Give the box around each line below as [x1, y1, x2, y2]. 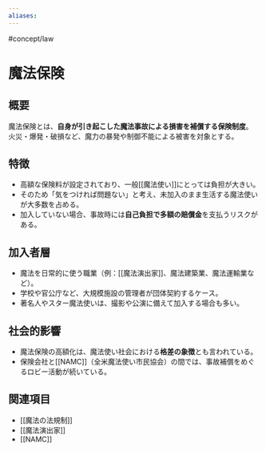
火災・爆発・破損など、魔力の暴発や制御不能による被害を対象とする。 [8, 131, 239, 141]
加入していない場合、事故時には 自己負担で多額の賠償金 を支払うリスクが [19, 210, 258, 219]
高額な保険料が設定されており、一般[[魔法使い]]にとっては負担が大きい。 [19, 179, 260, 189]
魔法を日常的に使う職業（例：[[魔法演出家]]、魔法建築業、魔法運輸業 [19, 268, 248, 278]
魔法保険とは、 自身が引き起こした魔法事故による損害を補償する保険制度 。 [8, 121, 253, 131]
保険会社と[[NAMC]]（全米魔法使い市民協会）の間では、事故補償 [19, 357, 234, 367]
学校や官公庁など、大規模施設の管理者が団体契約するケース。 [19, 288, 223, 298]
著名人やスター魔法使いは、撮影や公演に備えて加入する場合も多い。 [19, 298, 244, 308]
